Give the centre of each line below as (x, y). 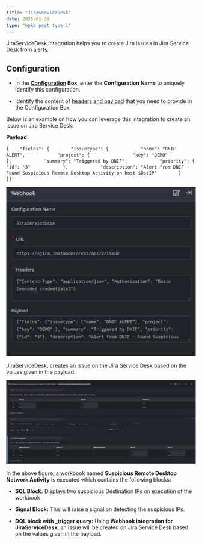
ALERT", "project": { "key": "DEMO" (87, 155)
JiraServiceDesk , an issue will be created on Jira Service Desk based (102, 527)
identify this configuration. (47, 90)
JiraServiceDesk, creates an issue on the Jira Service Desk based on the (96, 366)
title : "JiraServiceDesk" (38, 13)
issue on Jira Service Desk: (40, 126)
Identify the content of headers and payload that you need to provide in (103, 101)
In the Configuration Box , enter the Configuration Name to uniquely (100, 83)
